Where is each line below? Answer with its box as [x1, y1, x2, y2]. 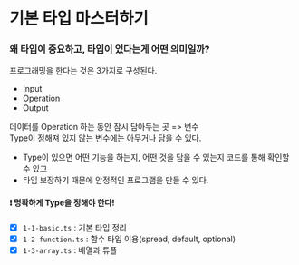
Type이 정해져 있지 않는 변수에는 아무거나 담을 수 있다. [9, 132, 202, 143]
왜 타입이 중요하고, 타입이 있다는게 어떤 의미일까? [9, 43, 210, 55]
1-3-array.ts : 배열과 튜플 [22, 244, 118, 255]
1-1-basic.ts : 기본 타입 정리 [22, 221, 127, 232]
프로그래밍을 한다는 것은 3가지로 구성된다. [9, 65, 158, 76]
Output [22, 103, 49, 113]
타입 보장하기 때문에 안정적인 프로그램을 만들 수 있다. [22, 174, 209, 186]
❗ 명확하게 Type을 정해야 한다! [9, 197, 115, 209]
